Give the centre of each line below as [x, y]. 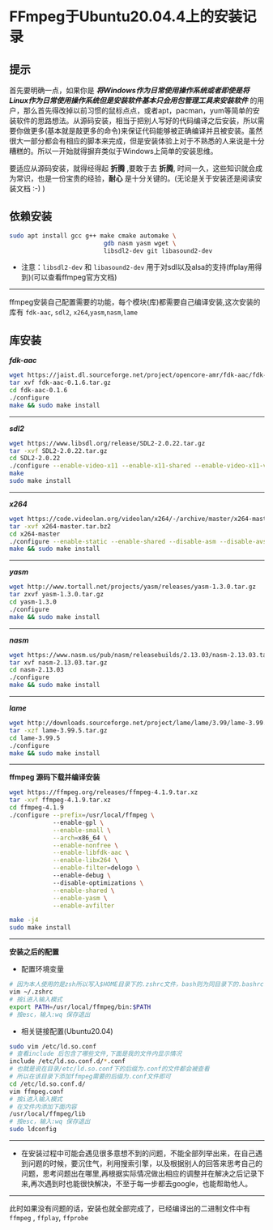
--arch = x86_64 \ [80, 838]
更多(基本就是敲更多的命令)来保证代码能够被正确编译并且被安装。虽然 [147, 131]
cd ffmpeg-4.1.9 [36, 808]
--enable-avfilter [83, 905]
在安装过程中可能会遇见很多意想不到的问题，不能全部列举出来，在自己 [138, 1153]
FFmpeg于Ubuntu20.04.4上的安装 [126, 17]
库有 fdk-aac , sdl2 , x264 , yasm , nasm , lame [74, 312]
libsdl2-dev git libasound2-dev [158, 251]
